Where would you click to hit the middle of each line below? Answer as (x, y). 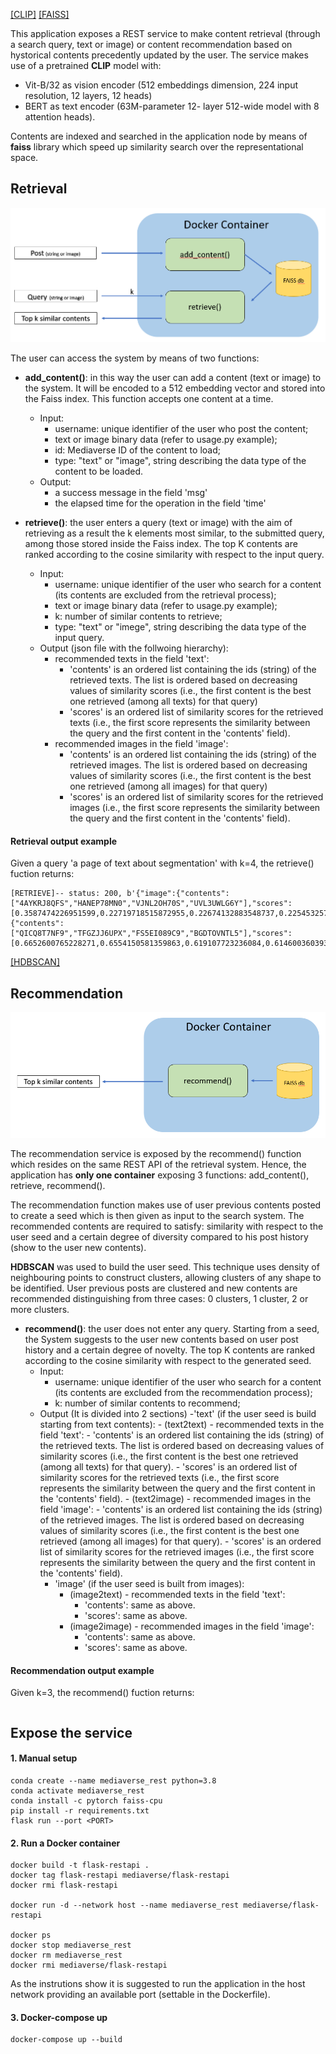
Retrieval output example (64, 841)
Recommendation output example (82, 1670)
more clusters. (40, 1310)
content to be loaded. (99, 471)
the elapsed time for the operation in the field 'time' (160, 503)
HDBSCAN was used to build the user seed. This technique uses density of (165, 1267)
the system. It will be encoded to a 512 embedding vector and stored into (175, 388)
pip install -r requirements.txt (80, 1810)
